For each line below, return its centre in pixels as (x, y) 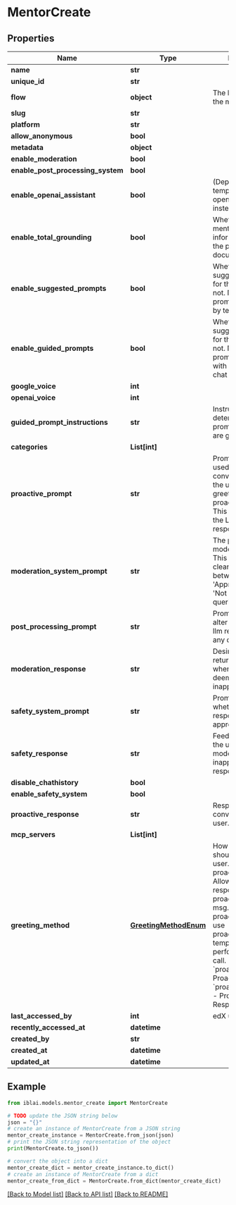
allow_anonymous (42, 136)
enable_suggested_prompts (59, 288)
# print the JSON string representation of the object (89, 1142)
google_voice (33, 386)
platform (26, 124)
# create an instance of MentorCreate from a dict (83, 1174)
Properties (31, 38)
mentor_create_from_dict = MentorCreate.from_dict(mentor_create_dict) (114, 1181)
